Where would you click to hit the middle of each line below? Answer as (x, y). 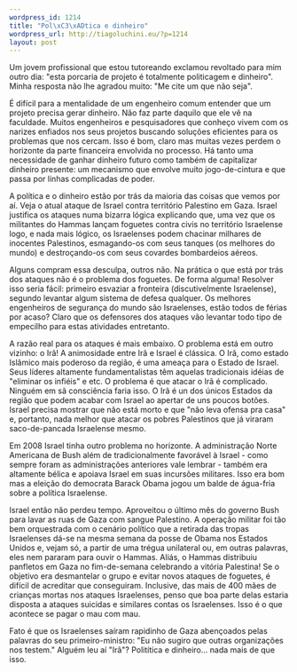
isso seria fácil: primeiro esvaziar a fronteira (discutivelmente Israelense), (143, 289)
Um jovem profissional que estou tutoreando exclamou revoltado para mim (145, 67)
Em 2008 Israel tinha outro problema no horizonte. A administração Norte (143, 446)
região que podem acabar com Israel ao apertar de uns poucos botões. (140, 400)
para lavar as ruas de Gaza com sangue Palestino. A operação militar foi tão (148, 519)
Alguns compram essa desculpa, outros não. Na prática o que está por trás (146, 270)
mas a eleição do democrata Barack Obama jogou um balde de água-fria (142, 484)
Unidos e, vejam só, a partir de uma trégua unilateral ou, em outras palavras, (148, 548)
